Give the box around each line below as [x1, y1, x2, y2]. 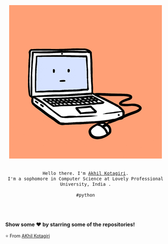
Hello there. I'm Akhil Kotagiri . [42, 170, 129, 176]
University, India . [60, 182, 111, 187]
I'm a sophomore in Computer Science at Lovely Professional [7, 176, 164, 182]
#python [76, 192, 95, 198]
